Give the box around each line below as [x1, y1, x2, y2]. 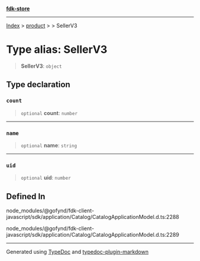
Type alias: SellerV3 [6, 43, 108, 56]
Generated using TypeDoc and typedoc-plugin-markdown [6, 249, 149, 256]
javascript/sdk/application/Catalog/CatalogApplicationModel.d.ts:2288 [6, 214, 180, 221]
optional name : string [20, 142, 77, 149]
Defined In [6, 191, 46, 201]
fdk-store [6, 5, 30, 12]
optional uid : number [20, 174, 71, 182]
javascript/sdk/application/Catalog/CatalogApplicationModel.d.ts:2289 [6, 231, 180, 238]
